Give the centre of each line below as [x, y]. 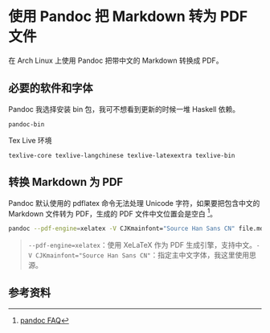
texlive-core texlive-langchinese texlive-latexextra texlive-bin [122, 155]
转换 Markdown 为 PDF [66, 182]
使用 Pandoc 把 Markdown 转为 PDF [128, 16]
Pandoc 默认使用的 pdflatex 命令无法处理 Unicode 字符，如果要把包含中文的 [134, 203]
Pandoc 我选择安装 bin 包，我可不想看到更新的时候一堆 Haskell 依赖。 [124, 109]
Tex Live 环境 [30, 140]
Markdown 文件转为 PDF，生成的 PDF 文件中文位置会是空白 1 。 [112, 212]
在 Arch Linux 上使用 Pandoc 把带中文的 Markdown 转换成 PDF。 [116, 60]
